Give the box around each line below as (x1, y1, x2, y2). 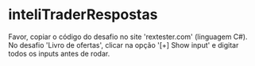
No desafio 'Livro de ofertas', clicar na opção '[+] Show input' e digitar (8, 40, 239, 49)
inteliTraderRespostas (8, 6, 158, 24)
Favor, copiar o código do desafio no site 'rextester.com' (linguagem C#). (8, 32, 248, 41)
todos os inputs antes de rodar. (8, 49, 110, 58)
